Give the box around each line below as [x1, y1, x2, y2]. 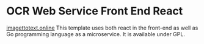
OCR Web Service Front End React [6, 4, 183, 18]
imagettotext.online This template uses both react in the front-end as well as [6, 24, 199, 31]
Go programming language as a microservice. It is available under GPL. [6, 30, 185, 37]
